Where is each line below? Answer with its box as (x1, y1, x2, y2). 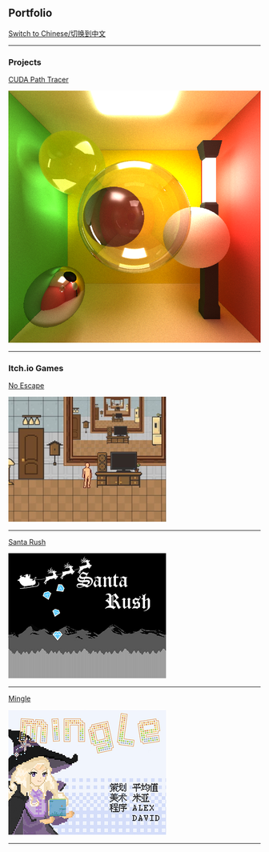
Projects (8, 56, 42, 67)
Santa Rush (8, 538, 46, 547)
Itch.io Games (8, 363, 64, 374)
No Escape (8, 381, 45, 390)
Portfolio (8, 6, 53, 20)
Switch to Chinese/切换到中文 (8, 28, 106, 38)
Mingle (8, 694, 31, 703)
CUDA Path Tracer (8, 75, 70, 85)
